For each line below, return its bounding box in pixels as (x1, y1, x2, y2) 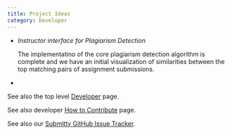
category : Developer (7, 17, 68, 24)
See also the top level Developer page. (7, 92, 120, 101)
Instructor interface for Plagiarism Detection (17, 36, 146, 44)
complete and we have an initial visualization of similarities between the (17, 57, 225, 65)
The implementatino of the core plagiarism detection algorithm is (17, 50, 205, 58)
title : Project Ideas (7, 10, 71, 18)
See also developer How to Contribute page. (7, 105, 136, 114)
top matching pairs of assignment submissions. (17, 65, 155, 73)
